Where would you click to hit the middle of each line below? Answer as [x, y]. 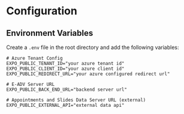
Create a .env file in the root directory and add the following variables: [93, 47]
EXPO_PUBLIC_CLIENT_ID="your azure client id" [65, 69]
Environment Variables [50, 33]
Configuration [42, 11]
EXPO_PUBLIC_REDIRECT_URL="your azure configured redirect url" [88, 74]
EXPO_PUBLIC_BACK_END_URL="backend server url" [67, 90]
